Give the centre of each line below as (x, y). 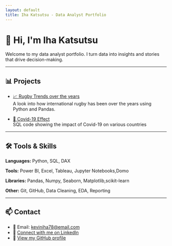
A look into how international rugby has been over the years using (82, 104)
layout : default (23, 10)
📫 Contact (23, 212)
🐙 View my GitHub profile (39, 238)
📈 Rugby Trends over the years (46, 96)
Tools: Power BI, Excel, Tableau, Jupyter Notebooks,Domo (67, 171)
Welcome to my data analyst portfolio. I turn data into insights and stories (82, 54)
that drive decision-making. (34, 60)
